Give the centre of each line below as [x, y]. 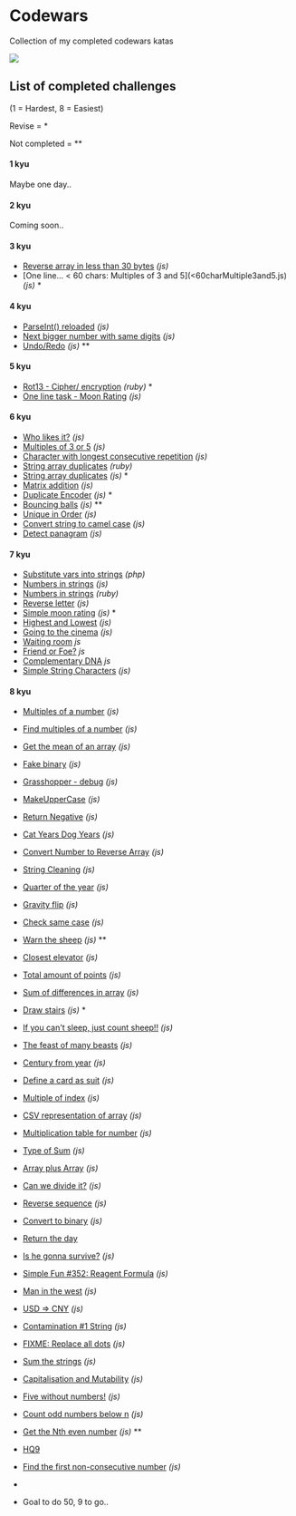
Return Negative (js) [60, 817]
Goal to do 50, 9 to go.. [65, 1502]
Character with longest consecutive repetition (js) [115, 456]
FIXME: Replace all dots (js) [73, 1344]
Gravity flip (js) [50, 905]
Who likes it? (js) [53, 437]
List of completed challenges [93, 87]
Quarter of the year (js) [65, 887]
